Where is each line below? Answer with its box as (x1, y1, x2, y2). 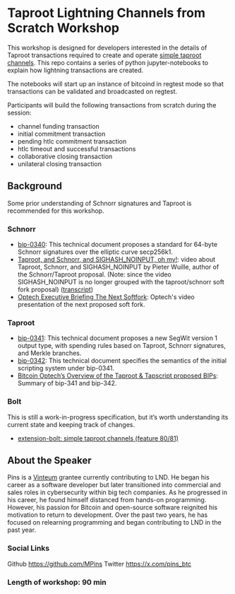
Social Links (7, 543, 50, 553)
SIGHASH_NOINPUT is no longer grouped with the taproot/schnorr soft (17, 278, 224, 286)
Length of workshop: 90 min (7, 577, 107, 587)
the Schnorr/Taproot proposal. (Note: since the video (17, 270, 171, 279)
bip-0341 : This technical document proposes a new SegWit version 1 (17, 334, 217, 342)
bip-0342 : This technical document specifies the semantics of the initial (17, 356, 227, 365)
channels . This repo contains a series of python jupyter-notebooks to (7, 58, 209, 66)
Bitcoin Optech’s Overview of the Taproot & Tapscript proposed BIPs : (17, 371, 219, 380)
